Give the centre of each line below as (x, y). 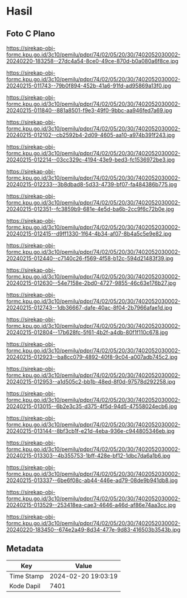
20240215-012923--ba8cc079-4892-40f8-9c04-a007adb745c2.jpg (92, 357)
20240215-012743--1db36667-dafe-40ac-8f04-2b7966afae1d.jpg (90, 307)
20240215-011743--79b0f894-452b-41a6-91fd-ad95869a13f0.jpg (89, 86)
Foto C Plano (31, 34)
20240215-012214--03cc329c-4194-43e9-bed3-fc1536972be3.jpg (90, 160)
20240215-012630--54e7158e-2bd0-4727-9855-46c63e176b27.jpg (91, 283)
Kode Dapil (25, 586)
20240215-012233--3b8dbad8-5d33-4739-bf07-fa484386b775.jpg (92, 184)
